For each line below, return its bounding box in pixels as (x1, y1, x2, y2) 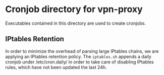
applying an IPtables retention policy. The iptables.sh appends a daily (5, 53, 151, 59)
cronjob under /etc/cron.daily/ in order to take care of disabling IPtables (5, 59, 154, 65)
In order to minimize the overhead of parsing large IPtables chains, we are (5, 48, 159, 54)
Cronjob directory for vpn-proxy (5, 4, 143, 15)
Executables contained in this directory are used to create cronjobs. (5, 20, 146, 26)
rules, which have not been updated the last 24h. (5, 64, 107, 70)
